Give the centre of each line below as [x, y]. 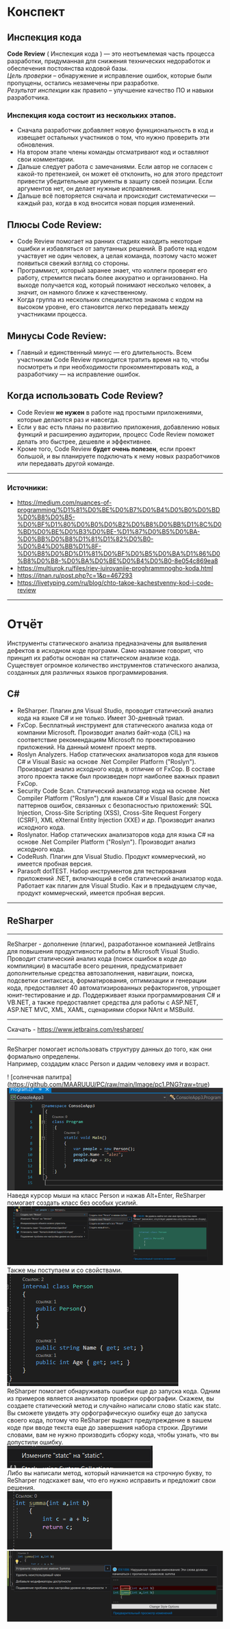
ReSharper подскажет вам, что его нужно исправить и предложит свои [112, 1481]
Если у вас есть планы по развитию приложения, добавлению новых [118, 427]
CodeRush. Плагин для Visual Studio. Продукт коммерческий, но [112, 856]
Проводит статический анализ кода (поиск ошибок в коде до [97, 958]
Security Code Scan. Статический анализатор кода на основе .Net [113, 791]
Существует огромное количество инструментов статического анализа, [114, 665]
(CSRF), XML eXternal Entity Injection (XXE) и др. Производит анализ [116, 820]
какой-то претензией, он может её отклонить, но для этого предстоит [120, 174]
